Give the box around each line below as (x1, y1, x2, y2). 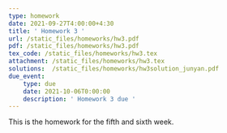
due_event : (8, 72, 45, 80)
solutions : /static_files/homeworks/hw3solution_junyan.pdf (8, 65, 220, 73)
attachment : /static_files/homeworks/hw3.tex (8, 58, 165, 66)
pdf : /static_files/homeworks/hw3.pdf (8, 42, 139, 50)
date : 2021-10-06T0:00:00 (23, 87, 111, 96)
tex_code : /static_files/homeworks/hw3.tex (8, 49, 158, 58)
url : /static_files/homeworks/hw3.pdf (8, 34, 139, 43)
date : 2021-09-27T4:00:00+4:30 (8, 19, 114, 28)
